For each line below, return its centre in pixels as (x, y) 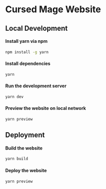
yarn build (17, 159)
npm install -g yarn (27, 52)
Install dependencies (28, 64)
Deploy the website (26, 170)
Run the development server (36, 86)
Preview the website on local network (46, 108)
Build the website (24, 148)
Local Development (37, 28)
